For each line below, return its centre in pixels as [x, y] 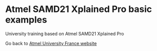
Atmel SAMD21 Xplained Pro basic [79, 9]
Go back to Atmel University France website [51, 43]
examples [26, 20]
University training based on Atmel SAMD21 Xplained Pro [65, 33]
